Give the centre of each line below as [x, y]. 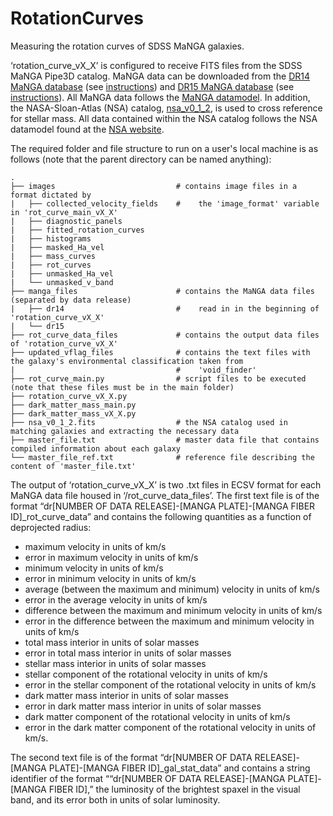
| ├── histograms [51, 238]
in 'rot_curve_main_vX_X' [64, 212]
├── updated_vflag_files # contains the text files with [160, 352]
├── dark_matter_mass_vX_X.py [73, 413]
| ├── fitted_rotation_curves [77, 230]
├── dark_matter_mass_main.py [73, 405]
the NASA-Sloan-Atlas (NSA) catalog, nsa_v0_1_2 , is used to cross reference [166, 108]
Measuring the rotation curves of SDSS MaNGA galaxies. [127, 46]
